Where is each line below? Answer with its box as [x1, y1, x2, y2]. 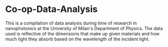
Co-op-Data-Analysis [5, 3, 98, 15]
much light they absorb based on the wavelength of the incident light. [5, 36, 150, 42]
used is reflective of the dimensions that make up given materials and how [5, 30, 160, 36]
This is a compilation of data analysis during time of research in [5, 20, 137, 26]
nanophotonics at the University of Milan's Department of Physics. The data [5, 25, 163, 31]
